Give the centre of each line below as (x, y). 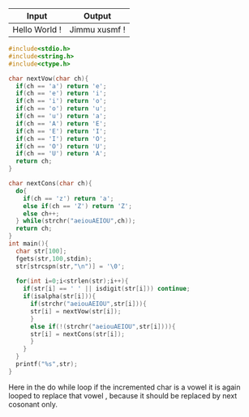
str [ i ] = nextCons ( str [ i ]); (77, 334)
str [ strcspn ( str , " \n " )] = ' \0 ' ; (71, 266)
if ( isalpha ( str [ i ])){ (59, 296)
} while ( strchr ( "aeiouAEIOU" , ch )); (76, 221)
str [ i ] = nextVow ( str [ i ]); (75, 311)
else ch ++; (41, 214)
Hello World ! (37, 30)
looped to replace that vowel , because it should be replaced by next (123, 395)
